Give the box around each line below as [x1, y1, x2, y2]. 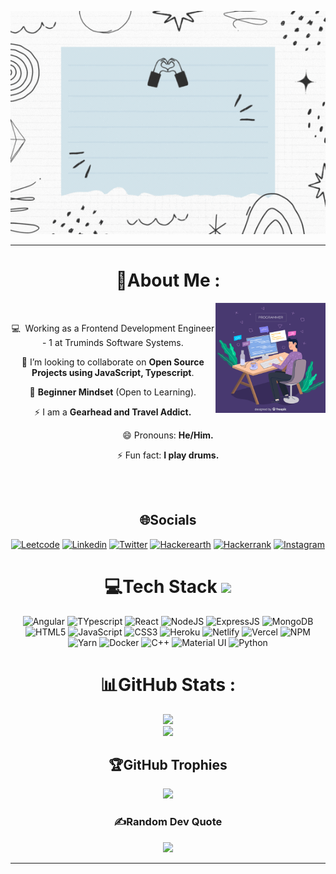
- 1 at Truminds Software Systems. [41, 336, 184, 348]
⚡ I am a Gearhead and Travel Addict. [34, 406, 192, 418]
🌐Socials [139, 512, 197, 529]
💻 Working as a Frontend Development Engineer [11, 322, 215, 334]
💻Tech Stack [104, 575, 218, 598]
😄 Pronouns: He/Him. [122, 429, 214, 441]
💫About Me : [115, 269, 221, 292]
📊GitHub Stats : [99, 673, 237, 696]
